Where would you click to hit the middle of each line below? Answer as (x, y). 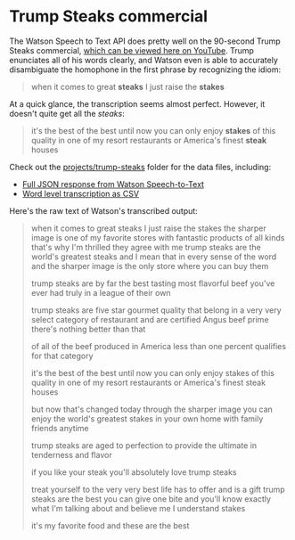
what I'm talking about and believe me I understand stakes (138, 508)
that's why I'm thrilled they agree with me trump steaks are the (146, 247)
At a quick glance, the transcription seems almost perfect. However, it (137, 103)
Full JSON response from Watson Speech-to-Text (113, 184)
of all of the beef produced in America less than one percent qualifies (159, 346)
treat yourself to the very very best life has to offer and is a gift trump (158, 489)
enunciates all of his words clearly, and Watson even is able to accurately (144, 60)
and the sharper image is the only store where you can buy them (150, 266)
